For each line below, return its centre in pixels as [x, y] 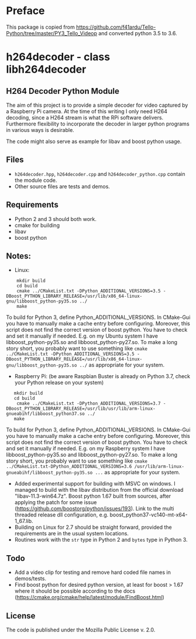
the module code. [36, 180]
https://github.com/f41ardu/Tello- [116, 27]
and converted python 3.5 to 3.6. [138, 33]
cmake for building [37, 225]
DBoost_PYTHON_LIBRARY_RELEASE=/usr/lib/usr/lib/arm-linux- [81, 409]
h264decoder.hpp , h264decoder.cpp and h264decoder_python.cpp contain [100, 174]
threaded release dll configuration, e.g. [61, 515]
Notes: [18, 256]
